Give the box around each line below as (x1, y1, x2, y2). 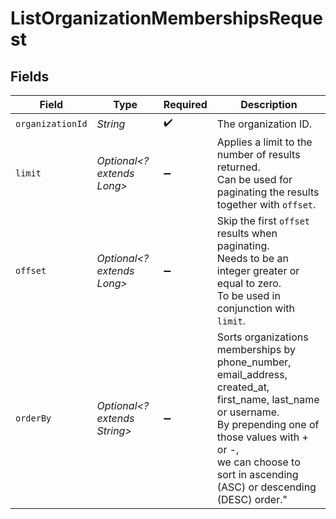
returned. (216, 160, 261, 174)
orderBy (15, 413, 52, 424)
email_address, (216, 368, 288, 381)
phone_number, (216, 355, 292, 369)
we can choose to (216, 455, 301, 469)
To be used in (216, 289, 281, 302)
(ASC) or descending (216, 480, 317, 494)
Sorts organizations (216, 330, 309, 344)
